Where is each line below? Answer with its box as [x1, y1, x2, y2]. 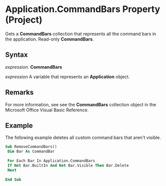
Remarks [5, 88, 34, 97]
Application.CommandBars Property [5, 4, 160, 15]
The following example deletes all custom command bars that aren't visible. [5, 134, 161, 141]
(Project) [5, 14, 43, 26]
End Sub [5, 177, 22, 182]
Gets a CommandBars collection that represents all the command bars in [5, 31, 156, 37]
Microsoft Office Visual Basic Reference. [5, 107, 89, 113]
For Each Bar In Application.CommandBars [7, 158, 95, 163]
